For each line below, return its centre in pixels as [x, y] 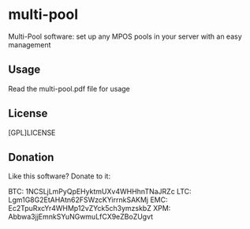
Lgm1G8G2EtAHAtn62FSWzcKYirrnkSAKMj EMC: [88, 200]
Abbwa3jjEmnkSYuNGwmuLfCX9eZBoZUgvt [81, 217]
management [30, 44]
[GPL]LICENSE [32, 133]
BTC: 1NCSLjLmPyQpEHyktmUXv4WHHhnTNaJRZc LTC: [100, 192]
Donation [31, 157]
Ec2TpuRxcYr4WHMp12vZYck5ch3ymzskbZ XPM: [90, 208]
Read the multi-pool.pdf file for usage [69, 88]
